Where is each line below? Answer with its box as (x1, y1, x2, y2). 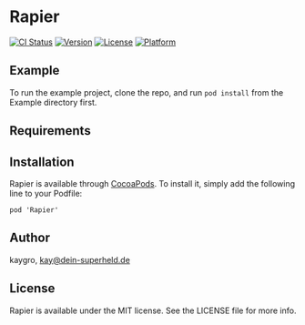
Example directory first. (9, 96, 97, 107)
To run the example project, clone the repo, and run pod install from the (9, 86, 284, 97)
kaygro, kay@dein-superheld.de (9, 254, 130, 265)
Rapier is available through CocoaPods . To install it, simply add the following (9, 178, 296, 188)
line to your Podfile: (9, 188, 83, 198)
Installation (9, 154, 75, 169)
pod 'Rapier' (9, 205, 59, 215)
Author (9, 230, 50, 246)
